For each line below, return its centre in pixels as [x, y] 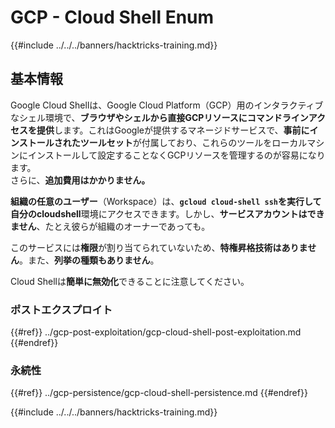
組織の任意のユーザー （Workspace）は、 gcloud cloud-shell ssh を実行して [166, 201]
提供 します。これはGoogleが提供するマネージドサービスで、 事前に [173, 130]
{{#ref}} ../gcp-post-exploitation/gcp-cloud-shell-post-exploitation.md [156, 332]
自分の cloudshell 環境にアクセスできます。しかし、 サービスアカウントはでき [167, 213]
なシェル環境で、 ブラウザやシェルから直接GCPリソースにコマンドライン [159, 117]
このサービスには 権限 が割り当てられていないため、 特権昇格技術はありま [159, 247]
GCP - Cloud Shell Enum [112, 17]
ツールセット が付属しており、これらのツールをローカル [193, 142]
